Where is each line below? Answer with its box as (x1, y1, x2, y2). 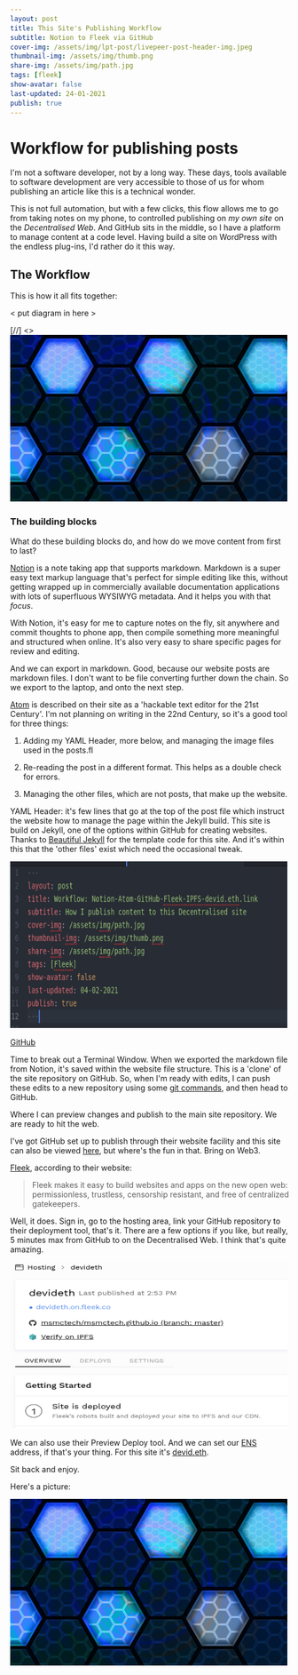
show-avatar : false (10, 80, 82, 89)
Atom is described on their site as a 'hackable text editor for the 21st (10, 698, 260, 710)
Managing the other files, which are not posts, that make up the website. (22, 788, 287, 799)
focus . (10, 600, 34, 610)
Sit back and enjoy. (10, 1464, 80, 1474)
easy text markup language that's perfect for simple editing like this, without (10, 571, 288, 582)
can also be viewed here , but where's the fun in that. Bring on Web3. (10, 1145, 261, 1155)
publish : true (10, 99, 63, 108)
